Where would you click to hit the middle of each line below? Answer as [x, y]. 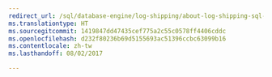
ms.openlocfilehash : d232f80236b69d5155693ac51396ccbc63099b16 [117, 38]
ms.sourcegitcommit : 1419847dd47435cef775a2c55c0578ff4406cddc [117, 31]
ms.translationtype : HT [49, 24]
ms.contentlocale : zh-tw [50, 46]
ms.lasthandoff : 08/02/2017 [56, 53]
